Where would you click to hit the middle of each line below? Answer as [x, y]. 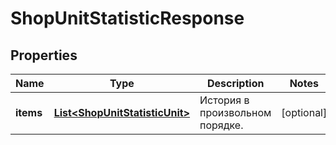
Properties [44, 55]
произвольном [235, 112]
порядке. [221, 125]
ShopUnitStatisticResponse [127, 18]
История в [224, 100]
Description [235, 83]
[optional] [304, 112]
